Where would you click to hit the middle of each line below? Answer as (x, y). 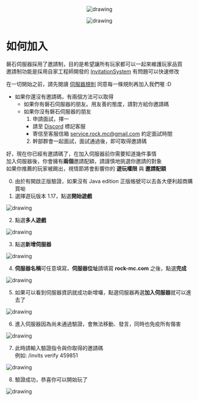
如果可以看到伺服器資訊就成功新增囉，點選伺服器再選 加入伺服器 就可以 (100, 292)
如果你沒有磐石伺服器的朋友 (57, 111)
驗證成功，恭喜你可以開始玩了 (51, 379)
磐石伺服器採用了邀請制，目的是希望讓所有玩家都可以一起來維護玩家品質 (94, 64)
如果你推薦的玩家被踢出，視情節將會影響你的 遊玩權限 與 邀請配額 (86, 168)
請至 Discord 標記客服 (59, 126)
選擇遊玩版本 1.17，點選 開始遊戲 (53, 196)
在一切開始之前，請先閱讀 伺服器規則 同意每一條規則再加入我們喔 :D (89, 84)
